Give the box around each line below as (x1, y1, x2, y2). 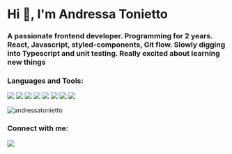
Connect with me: (7, 123, 69, 133)
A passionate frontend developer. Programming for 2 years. (7, 31, 213, 41)
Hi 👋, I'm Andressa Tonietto (7, 6, 169, 22)
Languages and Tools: (7, 76, 84, 86)
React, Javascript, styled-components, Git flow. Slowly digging (7, 40, 226, 49)
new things (7, 57, 46, 67)
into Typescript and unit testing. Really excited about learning (7, 49, 221, 59)
